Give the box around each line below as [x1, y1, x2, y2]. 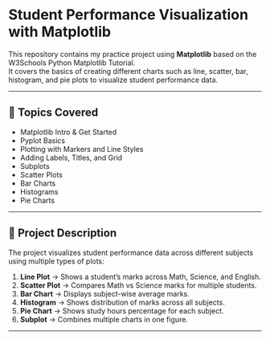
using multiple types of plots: [8, 256, 104, 266]
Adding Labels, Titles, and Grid [19, 153, 123, 162]
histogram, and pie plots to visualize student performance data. [8, 75, 219, 84]
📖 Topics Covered [8, 106, 99, 120]
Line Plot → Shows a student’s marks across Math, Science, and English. [19, 272, 261, 281]
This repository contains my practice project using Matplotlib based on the [8, 49, 257, 59]
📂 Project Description [8, 227, 117, 240]
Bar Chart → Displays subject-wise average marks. [19, 289, 190, 298]
